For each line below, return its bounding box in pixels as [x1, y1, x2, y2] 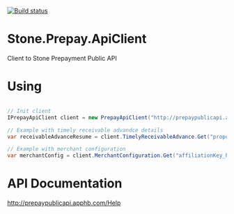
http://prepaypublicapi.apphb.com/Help [7, 199, 121, 207]
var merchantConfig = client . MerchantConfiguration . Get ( [7, 152, 176, 160]
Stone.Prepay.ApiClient [7, 31, 147, 47]
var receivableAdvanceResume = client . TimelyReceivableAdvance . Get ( [7, 133, 210, 140]
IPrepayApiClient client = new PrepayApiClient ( [7, 114, 151, 121]
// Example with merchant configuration [7, 146, 127, 153]
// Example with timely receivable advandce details [7, 126, 164, 134]
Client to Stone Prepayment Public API [7, 54, 117, 62]
